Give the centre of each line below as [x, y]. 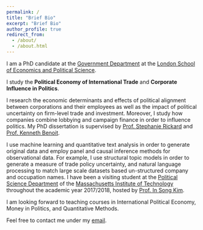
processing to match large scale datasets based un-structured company [97, 170]
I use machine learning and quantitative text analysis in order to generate [98, 144]
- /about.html [30, 46]
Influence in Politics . [33, 88]
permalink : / [23, 12]
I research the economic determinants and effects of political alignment [96, 100]
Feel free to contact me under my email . [57, 220]
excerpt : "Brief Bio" [34, 23]
